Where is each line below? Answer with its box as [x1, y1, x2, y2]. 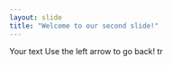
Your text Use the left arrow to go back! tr [9, 45, 164, 56]
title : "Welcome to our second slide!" [9, 21, 159, 30]
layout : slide [9, 12, 63, 22]
